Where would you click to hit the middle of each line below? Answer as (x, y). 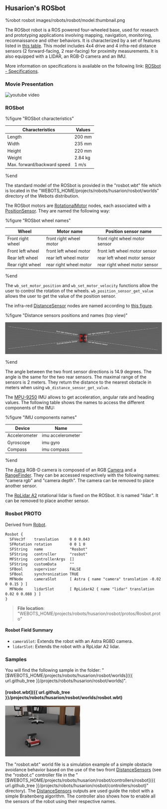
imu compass (56, 449)
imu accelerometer (61, 435)
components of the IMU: (30, 407)
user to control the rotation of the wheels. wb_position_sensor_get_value (80, 291)
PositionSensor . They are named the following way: (58, 210)
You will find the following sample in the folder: (53, 670)
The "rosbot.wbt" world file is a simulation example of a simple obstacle (79, 764)
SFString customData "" (42, 564)
